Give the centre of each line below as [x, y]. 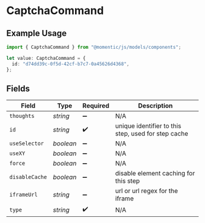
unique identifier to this [148, 126]
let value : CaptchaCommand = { [46, 58]
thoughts [22, 116]
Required [96, 106]
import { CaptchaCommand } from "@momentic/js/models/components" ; [94, 47]
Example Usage [37, 33]
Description [155, 106]
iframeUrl [23, 195]
